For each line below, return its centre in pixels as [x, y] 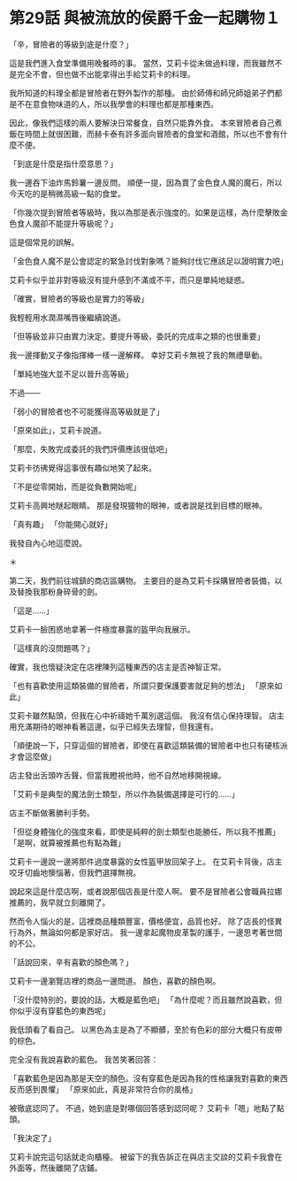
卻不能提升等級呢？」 [78, 223]
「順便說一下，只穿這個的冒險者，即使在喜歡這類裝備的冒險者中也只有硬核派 [148, 745]
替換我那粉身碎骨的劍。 [59, 591]
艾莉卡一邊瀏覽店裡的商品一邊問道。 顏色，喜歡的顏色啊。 [115, 981]
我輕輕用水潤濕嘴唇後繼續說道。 [67, 317]
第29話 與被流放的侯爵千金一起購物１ [145, 18]
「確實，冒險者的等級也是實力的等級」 [79, 298]
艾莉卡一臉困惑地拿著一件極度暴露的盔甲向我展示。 [102, 629]
